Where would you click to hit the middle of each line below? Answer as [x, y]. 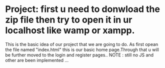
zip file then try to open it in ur [69, 20]
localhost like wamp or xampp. [70, 30]
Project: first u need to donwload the [82, 9]
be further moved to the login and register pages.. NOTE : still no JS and [79, 55]
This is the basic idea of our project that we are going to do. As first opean [82, 44]
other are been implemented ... [37, 60]
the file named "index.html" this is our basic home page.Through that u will [82, 49]
